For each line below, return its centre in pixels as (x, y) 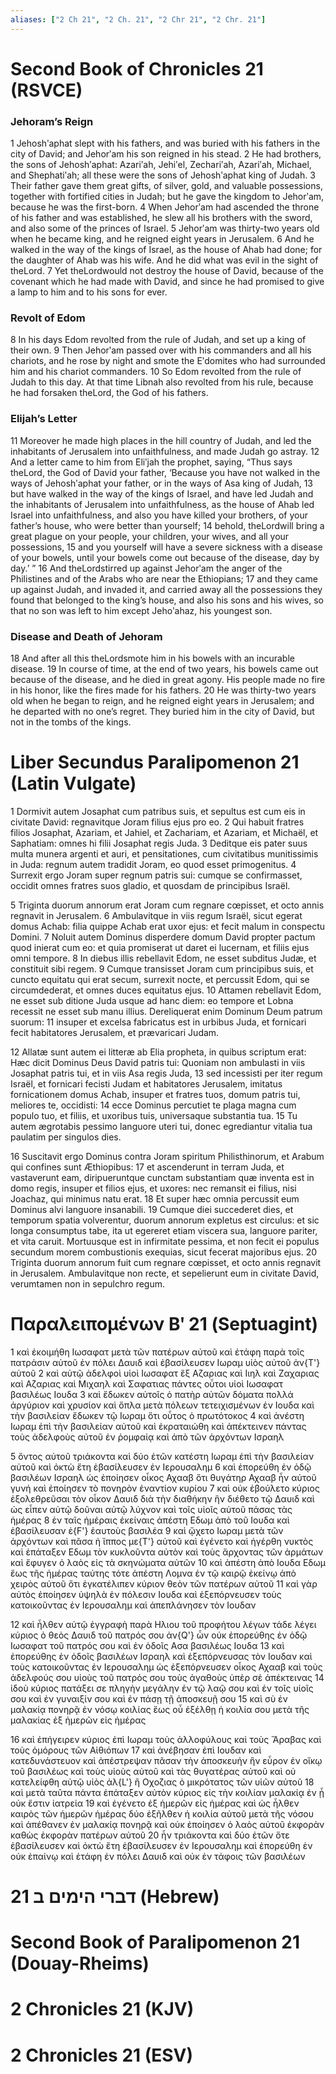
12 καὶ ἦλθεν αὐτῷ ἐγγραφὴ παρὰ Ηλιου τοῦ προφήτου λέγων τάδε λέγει (163, 1624)
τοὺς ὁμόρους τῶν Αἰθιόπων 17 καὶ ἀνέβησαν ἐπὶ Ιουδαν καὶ (136, 1750)
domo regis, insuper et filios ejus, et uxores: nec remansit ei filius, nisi (153, 1188)
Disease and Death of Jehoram (86, 636)
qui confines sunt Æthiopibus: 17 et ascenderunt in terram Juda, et (147, 1167)
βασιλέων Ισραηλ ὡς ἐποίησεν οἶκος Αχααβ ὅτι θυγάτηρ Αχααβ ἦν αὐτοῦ (163, 1477)
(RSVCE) (46, 90)
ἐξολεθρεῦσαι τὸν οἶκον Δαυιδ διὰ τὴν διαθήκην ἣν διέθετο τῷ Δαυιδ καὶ (162, 1498)
